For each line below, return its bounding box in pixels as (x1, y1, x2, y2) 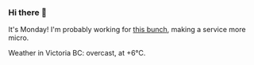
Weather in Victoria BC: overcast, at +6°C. (8, 49, 146, 58)
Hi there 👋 (8, 7, 48, 18)
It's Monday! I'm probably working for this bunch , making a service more (8, 25, 246, 34)
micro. (8, 33, 29, 42)
